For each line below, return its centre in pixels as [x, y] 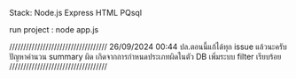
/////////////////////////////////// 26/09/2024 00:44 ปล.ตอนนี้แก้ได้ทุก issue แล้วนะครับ [148, 47]
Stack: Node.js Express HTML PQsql [76, 13]
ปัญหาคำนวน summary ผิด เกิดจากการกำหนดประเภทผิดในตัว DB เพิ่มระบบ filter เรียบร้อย [145, 57]
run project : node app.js [54, 29]
